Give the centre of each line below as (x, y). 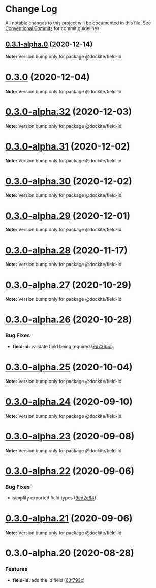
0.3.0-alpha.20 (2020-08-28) (70, 553)
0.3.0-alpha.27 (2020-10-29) (68, 285)
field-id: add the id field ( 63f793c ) (49, 580)
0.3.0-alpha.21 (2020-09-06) (69, 519)
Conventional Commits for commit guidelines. (53, 28)
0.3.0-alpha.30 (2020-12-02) (69, 181)
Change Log (31, 9)
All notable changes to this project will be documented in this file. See (78, 23)
